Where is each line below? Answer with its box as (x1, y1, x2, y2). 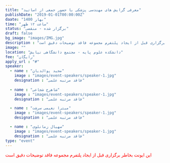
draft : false (5, 31, 33, 36)
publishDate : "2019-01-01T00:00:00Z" (5, 12, 85, 17)
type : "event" (5, 138, 35, 143)
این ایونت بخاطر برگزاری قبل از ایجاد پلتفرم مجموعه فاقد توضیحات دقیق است (5, 152, 152, 158)
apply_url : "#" (5, 59, 39, 64)
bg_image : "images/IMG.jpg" (5, 36, 65, 41)
